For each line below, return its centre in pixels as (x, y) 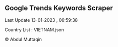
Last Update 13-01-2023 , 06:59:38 (41, 20)
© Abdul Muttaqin (23, 39)
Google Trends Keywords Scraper (59, 8)
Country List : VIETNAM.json (34, 30)
